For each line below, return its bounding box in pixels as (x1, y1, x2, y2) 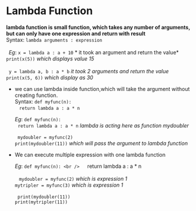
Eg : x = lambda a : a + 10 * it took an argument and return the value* (8, 48, 180, 56)
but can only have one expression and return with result (6, 30, 146, 37)
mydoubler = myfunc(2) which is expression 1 (18, 175, 128, 182)
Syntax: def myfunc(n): (14, 98, 72, 105)
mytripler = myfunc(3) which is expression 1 (14, 181, 124, 189)
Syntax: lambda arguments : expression (6, 36, 102, 43)
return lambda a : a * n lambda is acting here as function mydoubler (17, 122, 190, 129)
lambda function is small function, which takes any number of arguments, (6, 24, 190, 31)
